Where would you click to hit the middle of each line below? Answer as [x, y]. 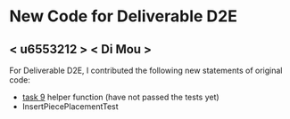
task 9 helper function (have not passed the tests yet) [121, 97]
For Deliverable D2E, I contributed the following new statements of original [146, 70]
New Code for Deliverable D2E [124, 16]
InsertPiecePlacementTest [70, 107]
